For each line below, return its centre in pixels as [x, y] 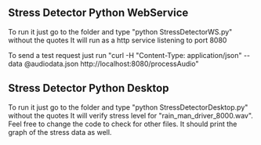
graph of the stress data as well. [60, 132]
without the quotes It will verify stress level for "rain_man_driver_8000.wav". [130, 115]
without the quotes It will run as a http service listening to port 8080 [118, 40]
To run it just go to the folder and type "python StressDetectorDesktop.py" [128, 107]
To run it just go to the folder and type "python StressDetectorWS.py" [120, 31]
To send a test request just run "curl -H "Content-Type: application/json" [125, 55]
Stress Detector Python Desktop [89, 88]
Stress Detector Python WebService [98, 13]
